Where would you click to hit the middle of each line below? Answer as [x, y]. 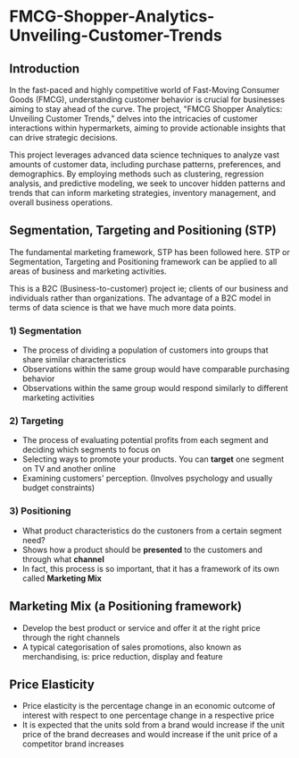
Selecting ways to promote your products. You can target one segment [153, 459]
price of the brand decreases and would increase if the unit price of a [150, 735]
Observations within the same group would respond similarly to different [155, 388]
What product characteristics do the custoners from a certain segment [152, 531]
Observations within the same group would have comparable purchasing [156, 370]
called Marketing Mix [62, 578]
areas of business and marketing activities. [88, 271]
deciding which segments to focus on [91, 450]
